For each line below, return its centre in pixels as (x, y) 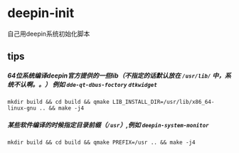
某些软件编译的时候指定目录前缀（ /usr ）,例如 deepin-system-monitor (108, 125)
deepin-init (41, 13)
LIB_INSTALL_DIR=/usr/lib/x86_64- (164, 102)
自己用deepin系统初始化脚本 (49, 33)
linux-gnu (22, 108)
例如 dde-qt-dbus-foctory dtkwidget (105, 84)
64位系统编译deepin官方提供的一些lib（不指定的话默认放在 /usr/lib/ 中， (116, 75)
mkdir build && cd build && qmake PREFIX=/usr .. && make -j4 (101, 143)
